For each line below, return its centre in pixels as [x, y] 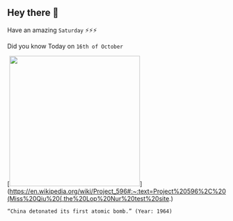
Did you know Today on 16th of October [65, 46]
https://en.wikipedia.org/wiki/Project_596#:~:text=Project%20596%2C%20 [118, 191]
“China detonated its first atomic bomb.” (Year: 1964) [90, 211]
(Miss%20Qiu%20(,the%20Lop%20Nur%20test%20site [88, 198]
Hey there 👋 [33, 13]
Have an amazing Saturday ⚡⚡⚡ [52, 30]
